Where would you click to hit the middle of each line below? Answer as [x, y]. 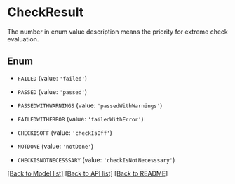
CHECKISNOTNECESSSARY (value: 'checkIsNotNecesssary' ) [96, 159]
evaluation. [23, 39]
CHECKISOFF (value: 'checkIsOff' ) [65, 132]
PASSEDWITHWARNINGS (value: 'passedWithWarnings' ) [90, 105]
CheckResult [46, 12]
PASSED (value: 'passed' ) [52, 91]
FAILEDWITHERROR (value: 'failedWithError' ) [80, 119]
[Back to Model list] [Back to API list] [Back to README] [88, 173]
